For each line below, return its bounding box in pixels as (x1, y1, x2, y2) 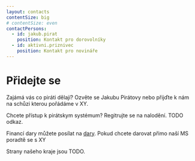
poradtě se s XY (6, 136, 46, 143)
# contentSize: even (6, 20, 58, 26)
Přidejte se (6, 73, 61, 87)
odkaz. (6, 118, 23, 125)
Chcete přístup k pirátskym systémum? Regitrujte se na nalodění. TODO (6, 112, 184, 119)
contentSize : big (6, 14, 50, 20)
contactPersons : (6, 25, 47, 32)
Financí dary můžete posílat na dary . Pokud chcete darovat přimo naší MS (6, 130, 189, 137)
